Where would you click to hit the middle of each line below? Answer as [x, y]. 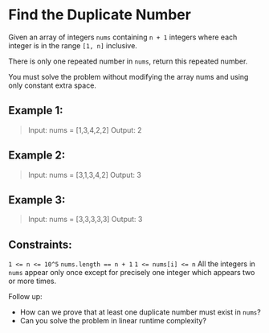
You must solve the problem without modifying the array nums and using [128, 76]
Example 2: [37, 156]
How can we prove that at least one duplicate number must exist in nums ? [140, 312]
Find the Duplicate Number [100, 15]
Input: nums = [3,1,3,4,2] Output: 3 [85, 175]
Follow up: [25, 297]
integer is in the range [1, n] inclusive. [73, 45]
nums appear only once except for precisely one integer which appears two [132, 273]
